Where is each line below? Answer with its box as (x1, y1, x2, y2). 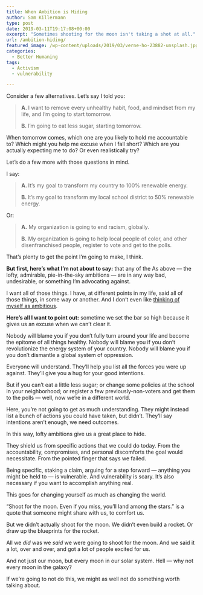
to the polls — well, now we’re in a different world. (6, 394, 131, 402)
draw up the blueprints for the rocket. (6, 527, 100, 535)
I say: (6, 170, 20, 178)
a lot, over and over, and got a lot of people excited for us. (6, 545, 150, 553)
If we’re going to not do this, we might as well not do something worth (6, 575, 180, 583)
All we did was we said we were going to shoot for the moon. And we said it (6, 539, 195, 547)
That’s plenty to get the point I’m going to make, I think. (6, 253, 143, 260)
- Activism (11, 65, 39, 71)
